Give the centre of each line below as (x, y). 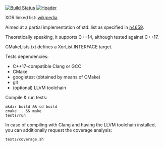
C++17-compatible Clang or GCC (47, 66)
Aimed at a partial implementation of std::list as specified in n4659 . (75, 27)
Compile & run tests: (26, 97)
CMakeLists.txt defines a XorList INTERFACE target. (59, 47)
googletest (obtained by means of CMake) (57, 77)
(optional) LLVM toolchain (39, 88)
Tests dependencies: (27, 56)
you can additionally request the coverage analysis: (59, 130)
